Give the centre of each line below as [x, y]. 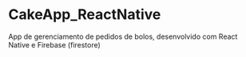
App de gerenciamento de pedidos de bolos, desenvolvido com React [123, 36]
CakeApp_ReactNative [85, 15]
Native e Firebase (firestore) [55, 44]
